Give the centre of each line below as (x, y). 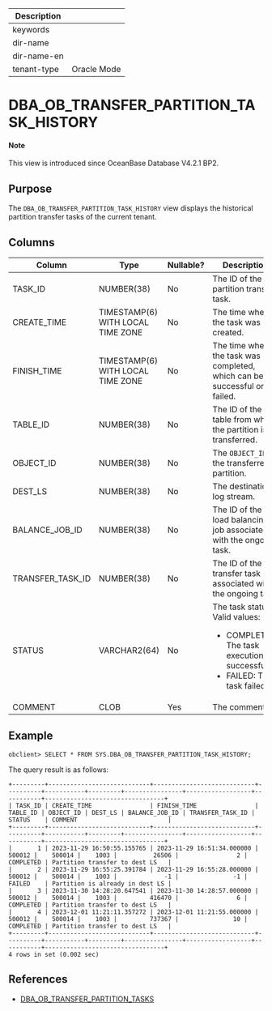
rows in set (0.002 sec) (57, 954)
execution (245, 655)
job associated (240, 530)
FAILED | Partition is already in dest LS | (90, 883)
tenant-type (36, 69)
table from (232, 420)
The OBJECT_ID (240, 453)
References (38, 979)
